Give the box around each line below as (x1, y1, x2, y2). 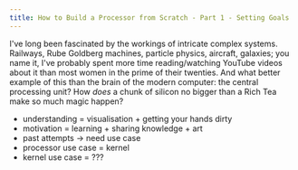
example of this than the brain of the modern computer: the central (9, 76, 259, 87)
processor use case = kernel (22, 142, 130, 153)
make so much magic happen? (9, 96, 124, 107)
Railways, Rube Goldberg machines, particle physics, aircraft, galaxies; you (9, 47, 290, 59)
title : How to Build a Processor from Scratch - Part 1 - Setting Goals (9, 13, 290, 23)
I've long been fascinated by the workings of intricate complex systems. (9, 38, 278, 49)
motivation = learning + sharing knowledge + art (22, 123, 204, 134)
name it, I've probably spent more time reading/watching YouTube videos (9, 57, 283, 68)
